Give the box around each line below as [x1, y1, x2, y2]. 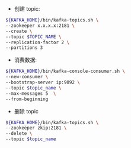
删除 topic [14, 107, 39, 115]
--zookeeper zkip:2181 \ [5, 125, 67, 131]
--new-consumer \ [5, 74, 49, 80]
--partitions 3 [5, 45, 43, 51]
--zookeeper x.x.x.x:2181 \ [5, 23, 75, 29]
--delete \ [5, 131, 33, 137]
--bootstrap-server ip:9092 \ [5, 79, 81, 85]
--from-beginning [5, 96, 49, 102]
